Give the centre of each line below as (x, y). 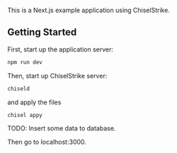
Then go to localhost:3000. (47, 142)
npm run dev (25, 62)
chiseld (19, 88)
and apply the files (34, 102)
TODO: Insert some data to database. (62, 128)
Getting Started (42, 32)
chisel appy (25, 115)
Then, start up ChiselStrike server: (57, 75)
